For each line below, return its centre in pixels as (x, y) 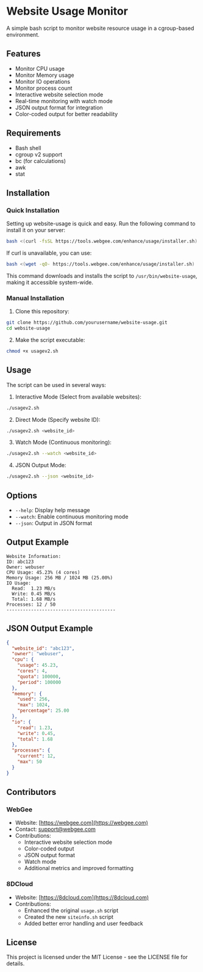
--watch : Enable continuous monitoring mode (72, 517)
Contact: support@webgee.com (55, 829)
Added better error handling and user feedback (84, 923)
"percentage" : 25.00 (43, 711)
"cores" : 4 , (32, 671)
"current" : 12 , (37, 756)
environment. (23, 34)
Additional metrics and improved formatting (79, 868)
